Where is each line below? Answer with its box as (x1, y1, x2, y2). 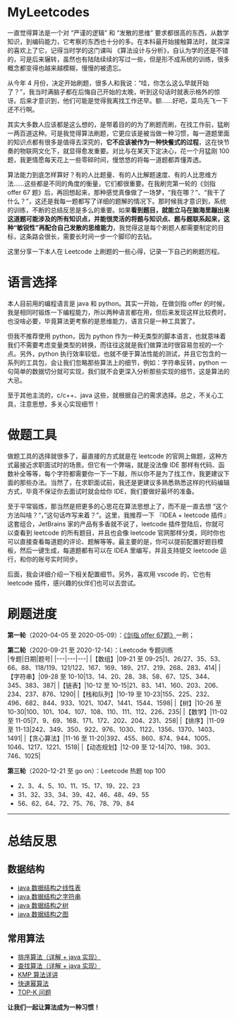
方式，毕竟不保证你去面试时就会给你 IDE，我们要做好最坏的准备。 (7, 487, 199, 495)
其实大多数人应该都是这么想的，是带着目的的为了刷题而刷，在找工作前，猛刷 (7, 120, 230, 128)
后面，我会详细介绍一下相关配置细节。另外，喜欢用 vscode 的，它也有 (7, 569, 212, 578)
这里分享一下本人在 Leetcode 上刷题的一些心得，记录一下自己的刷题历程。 (7, 247, 224, 255)
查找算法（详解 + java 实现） (17, 961, 101, 970)
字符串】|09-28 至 (13, 672, 67, 681)
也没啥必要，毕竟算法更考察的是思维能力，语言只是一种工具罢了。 (7, 317, 199, 325)
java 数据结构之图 (17, 909, 69, 918)
